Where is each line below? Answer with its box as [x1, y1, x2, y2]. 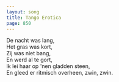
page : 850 [6, 20, 32, 26]
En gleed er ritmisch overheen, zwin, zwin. [6, 69, 114, 77]
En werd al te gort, [6, 56, 53, 64]
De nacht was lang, [6, 37, 55, 44]
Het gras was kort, [6, 43, 53, 50]
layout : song [6, 9, 40, 15]
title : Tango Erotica [6, 15, 62, 21]
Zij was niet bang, [6, 50, 51, 57]
